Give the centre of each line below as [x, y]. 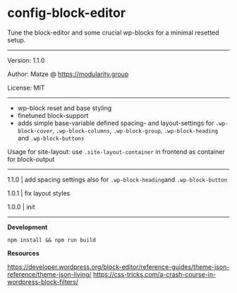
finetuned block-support [53, 115]
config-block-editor [66, 13]
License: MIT [26, 88]
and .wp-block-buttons [51, 138]
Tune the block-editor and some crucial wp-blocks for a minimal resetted [113, 32]
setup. [17, 40]
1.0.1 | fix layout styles [39, 193]
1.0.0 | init [21, 207]
